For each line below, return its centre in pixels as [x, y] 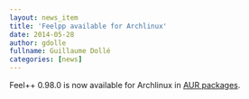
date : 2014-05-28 [42, 34]
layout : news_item [44, 18]
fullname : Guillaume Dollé [60, 51]
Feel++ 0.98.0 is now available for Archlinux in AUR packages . [125, 85]
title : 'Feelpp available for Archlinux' [88, 26]
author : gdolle [38, 43]
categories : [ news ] [46, 59]
